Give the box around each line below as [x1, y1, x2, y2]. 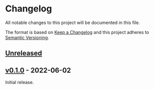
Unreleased [5, 49, 43, 57]
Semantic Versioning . [5, 34, 49, 40]
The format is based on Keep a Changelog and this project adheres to [5, 29, 149, 35]
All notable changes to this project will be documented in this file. [5, 19, 140, 25]
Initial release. [5, 79, 34, 85]
